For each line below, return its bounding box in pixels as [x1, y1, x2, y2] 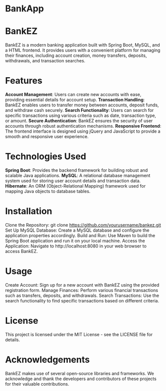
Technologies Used [5, 151, 87, 162]
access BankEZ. [5, 248, 38, 254]
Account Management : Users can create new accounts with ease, [5, 92, 142, 98]
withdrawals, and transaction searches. [5, 58, 86, 64]
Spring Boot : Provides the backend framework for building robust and [5, 167, 148, 173]
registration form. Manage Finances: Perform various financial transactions [5, 287, 159, 293]
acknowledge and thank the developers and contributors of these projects [5, 376, 157, 382]
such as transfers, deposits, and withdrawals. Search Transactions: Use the [5, 293, 160, 298]
